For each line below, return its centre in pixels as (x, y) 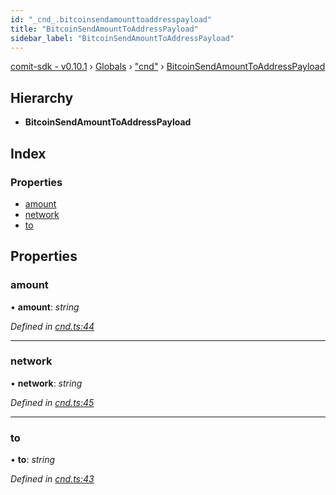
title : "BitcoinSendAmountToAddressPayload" (104, 29)
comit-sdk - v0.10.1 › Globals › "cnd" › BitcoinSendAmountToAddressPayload (168, 67)
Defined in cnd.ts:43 (52, 479)
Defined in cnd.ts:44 (52, 326)
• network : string (46, 383)
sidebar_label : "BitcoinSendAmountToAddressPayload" (122, 38)
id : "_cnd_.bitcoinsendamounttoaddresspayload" (111, 19)
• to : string (33, 460)
